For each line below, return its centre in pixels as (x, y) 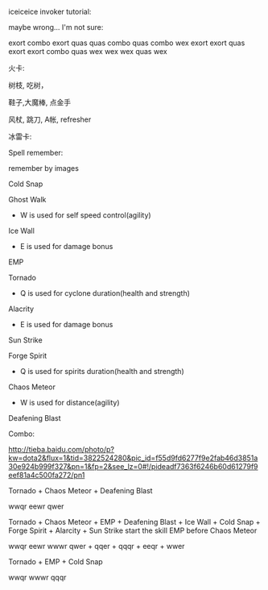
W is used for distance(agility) (70, 403)
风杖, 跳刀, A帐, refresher (50, 119)
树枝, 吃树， (28, 85)
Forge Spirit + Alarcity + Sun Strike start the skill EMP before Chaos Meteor (133, 530)
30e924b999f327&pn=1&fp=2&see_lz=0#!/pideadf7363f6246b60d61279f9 (134, 466)
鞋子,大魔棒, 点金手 (40, 102)
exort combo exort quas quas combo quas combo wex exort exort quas (127, 43)
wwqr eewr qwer (36, 506)
